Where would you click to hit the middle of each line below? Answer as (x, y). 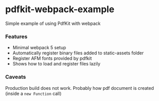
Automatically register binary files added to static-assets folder (78, 53)
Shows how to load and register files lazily (57, 64)
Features (16, 37)
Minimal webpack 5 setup (39, 48)
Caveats (16, 77)
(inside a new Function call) (33, 93)
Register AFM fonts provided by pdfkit (52, 58)
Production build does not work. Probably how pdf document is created (79, 88)
